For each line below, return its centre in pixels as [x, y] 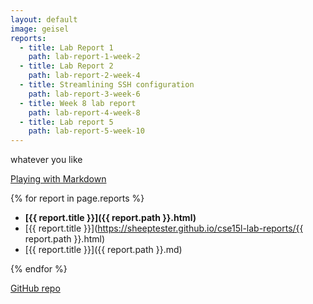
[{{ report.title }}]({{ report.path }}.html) [110, 218]
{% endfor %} [39, 269]
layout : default [44, 19]
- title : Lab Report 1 [66, 47]
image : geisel [40, 29]
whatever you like [46, 160]
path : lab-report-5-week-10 [86, 131]
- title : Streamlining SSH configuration [107, 85]
